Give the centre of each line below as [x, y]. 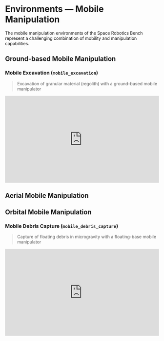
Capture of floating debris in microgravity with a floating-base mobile [87, 237]
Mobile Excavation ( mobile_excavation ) [52, 73]
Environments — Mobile [54, 9]
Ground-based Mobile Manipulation [61, 59]
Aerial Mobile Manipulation [47, 196]
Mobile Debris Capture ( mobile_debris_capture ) [62, 226]
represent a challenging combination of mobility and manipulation [71, 38]
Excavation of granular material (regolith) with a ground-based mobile [87, 83]
